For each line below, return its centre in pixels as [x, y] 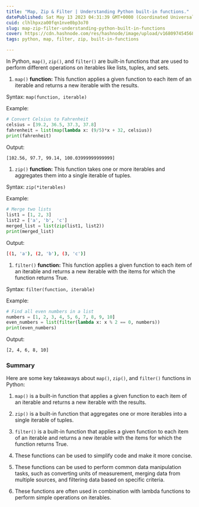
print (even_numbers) [32, 328]
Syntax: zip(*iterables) [36, 187]
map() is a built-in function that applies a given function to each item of [101, 396]
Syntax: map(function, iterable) [46, 97]
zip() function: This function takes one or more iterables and [90, 169]
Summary [21, 365]
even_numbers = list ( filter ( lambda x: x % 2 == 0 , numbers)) [83, 323]
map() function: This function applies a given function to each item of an [103, 79]
